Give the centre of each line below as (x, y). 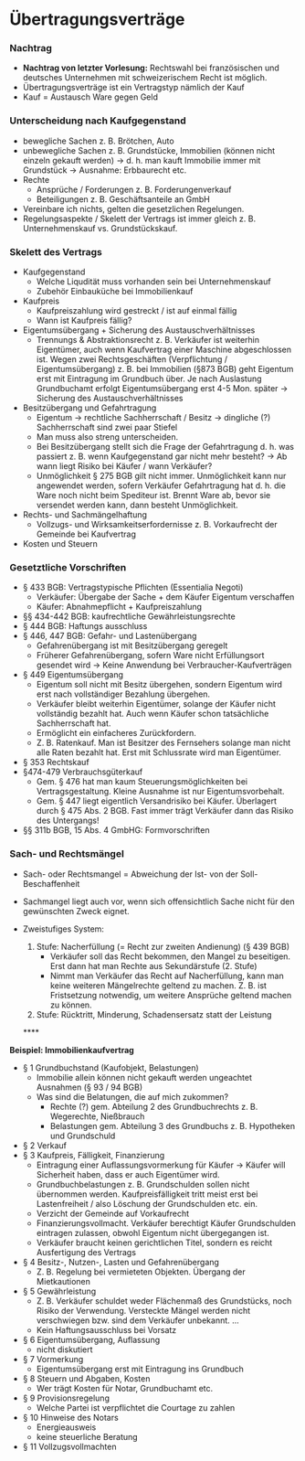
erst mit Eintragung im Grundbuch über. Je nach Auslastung (149, 379)
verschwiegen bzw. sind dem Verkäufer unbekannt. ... (137, 1320)
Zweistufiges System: (63, 929)
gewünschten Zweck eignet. (76, 911)
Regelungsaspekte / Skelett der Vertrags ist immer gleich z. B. (139, 219)
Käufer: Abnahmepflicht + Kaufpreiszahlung (119, 607)
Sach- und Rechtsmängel (67, 854)
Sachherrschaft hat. (74, 723)
